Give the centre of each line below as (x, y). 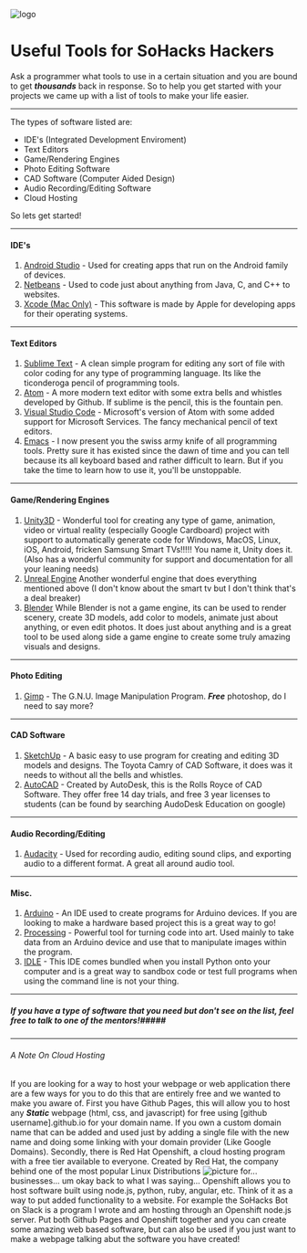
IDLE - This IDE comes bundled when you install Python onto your (147, 962)
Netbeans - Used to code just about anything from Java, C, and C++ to (157, 285)
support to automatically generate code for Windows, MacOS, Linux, (152, 540)
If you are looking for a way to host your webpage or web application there (150, 1083)
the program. (48, 952)
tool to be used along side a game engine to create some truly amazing (157, 637)
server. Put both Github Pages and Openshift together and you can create (148, 1219)
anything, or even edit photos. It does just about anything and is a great (158, 626)
